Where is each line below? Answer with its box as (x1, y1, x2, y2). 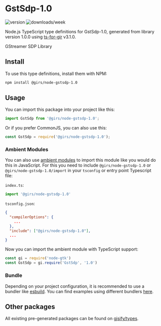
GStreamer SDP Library (5, 43, 52, 49)
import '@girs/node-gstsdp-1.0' (5, 192, 71, 197)
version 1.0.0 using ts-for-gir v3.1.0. (5, 34, 76, 40)
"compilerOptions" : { (9, 215, 54, 220)
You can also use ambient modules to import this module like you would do (5, 157, 156, 163)
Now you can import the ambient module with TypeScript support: (5, 246, 138, 252)
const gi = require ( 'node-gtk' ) (5, 256, 71, 261)
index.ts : (5, 182, 24, 188)
